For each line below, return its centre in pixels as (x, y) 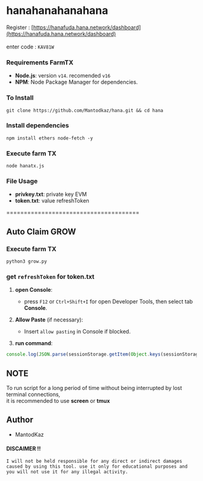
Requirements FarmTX (40, 62)
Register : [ (20, 27)
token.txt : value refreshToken (52, 201)
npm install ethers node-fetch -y (50, 138)
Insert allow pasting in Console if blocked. (77, 332)
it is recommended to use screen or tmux (58, 401)
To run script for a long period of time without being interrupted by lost (94, 388)
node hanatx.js (25, 166)
